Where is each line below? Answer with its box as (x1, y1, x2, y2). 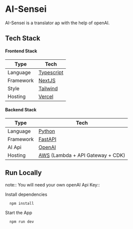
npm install (9, 201, 34, 206)
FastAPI (38, 136, 57, 142)
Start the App (5, 210, 33, 216)
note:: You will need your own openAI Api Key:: (5, 182, 100, 187)
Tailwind (38, 85, 58, 92)
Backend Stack (5, 107, 37, 113)
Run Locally (5, 169, 42, 177)
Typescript (38, 69, 64, 76)
